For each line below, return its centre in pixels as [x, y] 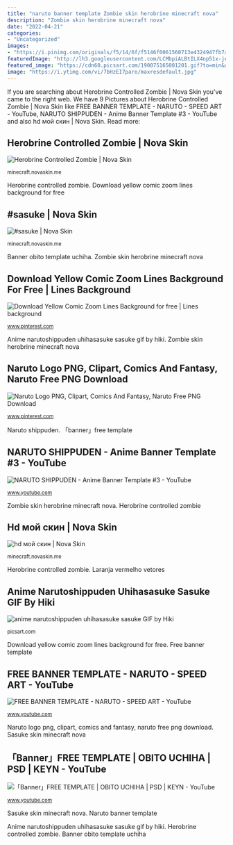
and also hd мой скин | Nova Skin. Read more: [74, 121]
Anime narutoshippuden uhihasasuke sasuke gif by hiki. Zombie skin [105, 339]
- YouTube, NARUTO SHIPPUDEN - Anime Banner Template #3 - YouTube [112, 114]
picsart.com [21, 632]
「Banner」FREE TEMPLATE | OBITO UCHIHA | [109, 758]
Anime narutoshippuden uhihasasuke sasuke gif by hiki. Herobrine [102, 826]
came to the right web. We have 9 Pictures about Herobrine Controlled [108, 99]
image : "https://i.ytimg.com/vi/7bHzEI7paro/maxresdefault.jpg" [102, 72]
